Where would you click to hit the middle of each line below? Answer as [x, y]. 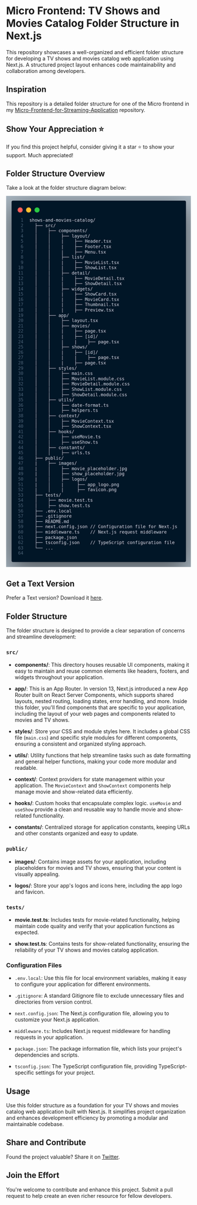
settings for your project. [65, 1072]
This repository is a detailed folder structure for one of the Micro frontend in [98, 104]
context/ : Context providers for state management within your [90, 779]
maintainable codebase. [35, 1124]
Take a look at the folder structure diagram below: [66, 188]
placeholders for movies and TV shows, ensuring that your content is [98, 868]
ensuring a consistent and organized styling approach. [80, 744]
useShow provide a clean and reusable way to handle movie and [91, 810]
